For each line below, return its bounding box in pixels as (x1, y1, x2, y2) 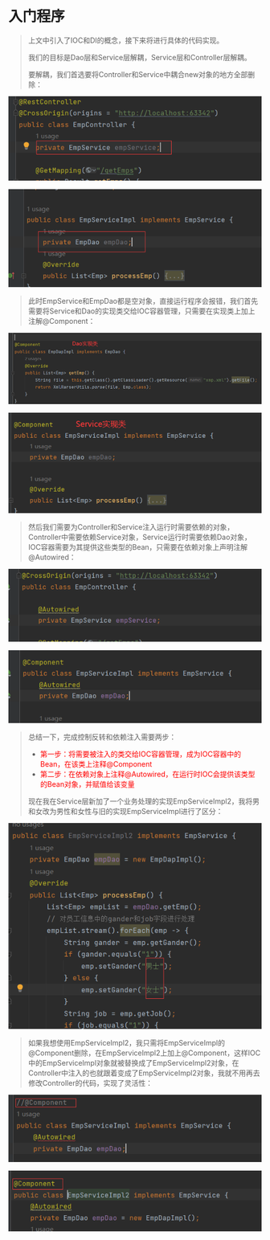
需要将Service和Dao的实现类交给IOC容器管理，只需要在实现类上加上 (27, 306, 256, 316)
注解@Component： (27, 316, 96, 325)
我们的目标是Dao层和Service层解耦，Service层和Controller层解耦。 (27, 52, 252, 62)
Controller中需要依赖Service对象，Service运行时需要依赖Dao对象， (27, 532, 252, 542)
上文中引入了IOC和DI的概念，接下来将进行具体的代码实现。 (27, 35, 224, 45)
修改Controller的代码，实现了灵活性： (27, 1078, 153, 1088)
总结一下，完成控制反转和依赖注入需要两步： (27, 732, 177, 742)
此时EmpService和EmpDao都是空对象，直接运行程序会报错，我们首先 (27, 296, 259, 305)
